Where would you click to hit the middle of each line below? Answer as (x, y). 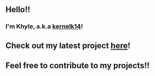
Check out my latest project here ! (68, 46)
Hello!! (18, 10)
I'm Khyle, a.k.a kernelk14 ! (44, 27)
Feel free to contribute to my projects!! (77, 66)
